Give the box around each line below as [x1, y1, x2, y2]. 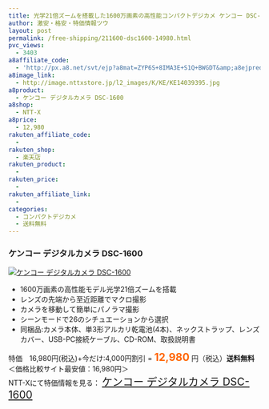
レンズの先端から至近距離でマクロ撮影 [19, 295, 147, 304]
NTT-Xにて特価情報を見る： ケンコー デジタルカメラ [8, 375, 220, 389]
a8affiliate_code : [8, 57, 70, 65]
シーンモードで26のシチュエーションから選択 [19, 315, 170, 324]
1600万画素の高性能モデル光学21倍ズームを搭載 [19, 285, 177, 295]
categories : [8, 205, 48, 213]
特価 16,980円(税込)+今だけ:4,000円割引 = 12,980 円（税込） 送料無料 [8, 351, 255, 364]
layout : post [8, 26, 52, 34]
